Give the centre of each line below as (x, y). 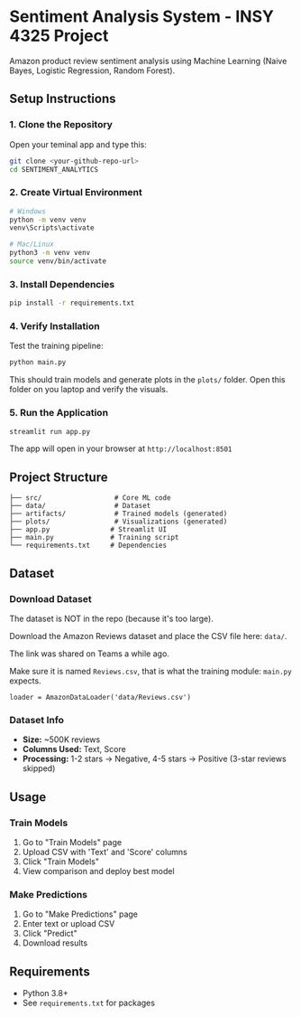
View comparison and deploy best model (98, 871)
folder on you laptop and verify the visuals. (89, 390)
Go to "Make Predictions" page (80, 914)
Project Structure (59, 477)
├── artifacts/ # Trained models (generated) (119, 514)
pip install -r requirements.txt (72, 303)
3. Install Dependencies (62, 284)
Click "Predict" (50, 934)
